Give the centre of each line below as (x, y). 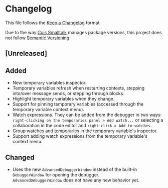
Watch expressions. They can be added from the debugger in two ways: (87, 115)
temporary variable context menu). (48, 110)
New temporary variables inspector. (49, 83)
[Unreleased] (26, 54)
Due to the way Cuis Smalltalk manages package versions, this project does (83, 32)
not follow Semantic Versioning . (38, 38)
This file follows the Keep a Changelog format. (53, 23)
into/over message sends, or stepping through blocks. (68, 93)
